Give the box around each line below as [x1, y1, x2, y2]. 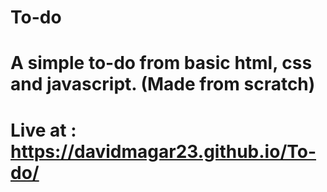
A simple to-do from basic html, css [10, 52, 313, 75]
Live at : [10, 119, 77, 141]
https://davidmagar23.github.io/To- [10, 140, 317, 163]
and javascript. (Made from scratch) [10, 73, 316, 96]
